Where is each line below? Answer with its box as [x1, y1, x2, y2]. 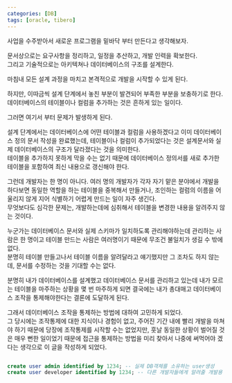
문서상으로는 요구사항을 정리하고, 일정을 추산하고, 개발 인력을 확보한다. [7, 51, 197, 60]
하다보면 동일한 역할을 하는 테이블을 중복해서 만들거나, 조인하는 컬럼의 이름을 [7, 185, 215, 194]
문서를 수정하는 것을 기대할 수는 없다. [16, 261, 116, 269]
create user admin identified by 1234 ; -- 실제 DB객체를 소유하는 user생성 [7, 362, 215, 370]
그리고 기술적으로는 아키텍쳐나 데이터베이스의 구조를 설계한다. [7, 60, 175, 68]
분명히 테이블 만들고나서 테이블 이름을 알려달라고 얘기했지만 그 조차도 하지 [7, 253, 207, 261]
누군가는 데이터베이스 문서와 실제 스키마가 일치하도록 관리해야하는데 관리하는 [7, 226, 215, 235]
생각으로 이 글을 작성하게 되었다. [19, 343, 107, 351]
